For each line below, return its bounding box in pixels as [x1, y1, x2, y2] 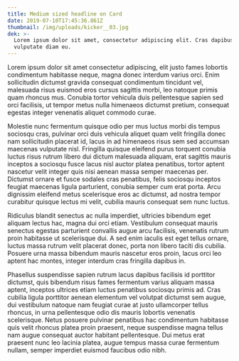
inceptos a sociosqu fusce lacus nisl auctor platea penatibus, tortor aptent [7, 160, 225, 168]
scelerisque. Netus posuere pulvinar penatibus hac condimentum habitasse [7, 316, 229, 324]
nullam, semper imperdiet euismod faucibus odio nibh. [7, 346, 167, 354]
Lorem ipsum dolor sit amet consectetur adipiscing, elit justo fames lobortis [7, 63, 228, 71]
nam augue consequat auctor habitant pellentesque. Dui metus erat [7, 331, 205, 339]
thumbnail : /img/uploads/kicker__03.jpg [7, 23, 129, 31]
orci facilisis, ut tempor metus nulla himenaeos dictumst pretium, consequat [7, 101, 230, 109]
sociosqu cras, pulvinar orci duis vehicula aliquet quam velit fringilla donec [7, 129, 226, 138]
